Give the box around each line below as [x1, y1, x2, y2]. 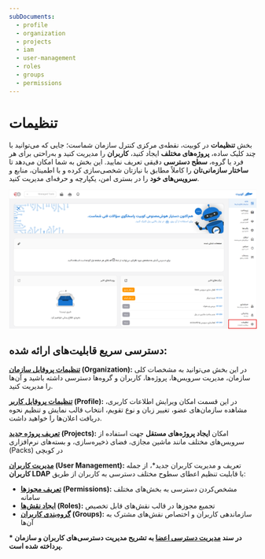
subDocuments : [9, 13, 56, 20]
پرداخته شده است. [9, 542, 64, 551]
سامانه [20, 493, 40, 502]
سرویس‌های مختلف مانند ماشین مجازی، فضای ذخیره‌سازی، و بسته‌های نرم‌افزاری [9, 437, 245, 446]
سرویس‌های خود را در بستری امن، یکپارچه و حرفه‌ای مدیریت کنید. [9, 173, 200, 183]
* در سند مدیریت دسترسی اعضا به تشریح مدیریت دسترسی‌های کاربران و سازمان [9, 533, 242, 542]
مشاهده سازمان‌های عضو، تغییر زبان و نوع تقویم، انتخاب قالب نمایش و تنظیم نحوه [9, 405, 248, 415]
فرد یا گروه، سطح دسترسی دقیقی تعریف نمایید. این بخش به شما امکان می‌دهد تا [9, 157, 245, 166]
